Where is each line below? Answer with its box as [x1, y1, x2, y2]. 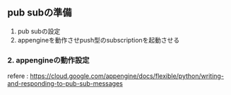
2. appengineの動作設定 [7, 55, 90, 65]
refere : [7, 72, 29, 80]
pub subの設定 [17, 27, 61, 35]
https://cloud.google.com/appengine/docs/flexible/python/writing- [30, 72, 225, 80]
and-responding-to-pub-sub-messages [7, 79, 124, 88]
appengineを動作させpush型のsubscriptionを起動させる [17, 35, 180, 44]
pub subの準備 [7, 6, 72, 19]
